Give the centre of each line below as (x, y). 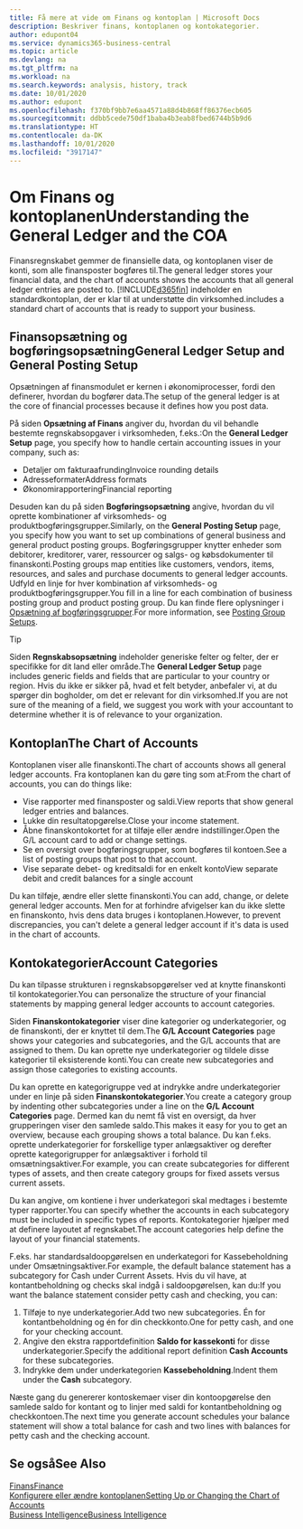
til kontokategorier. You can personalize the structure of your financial (138, 994)
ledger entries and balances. (75, 811)
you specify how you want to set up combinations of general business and (147, 535)
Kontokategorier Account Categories (114, 963)
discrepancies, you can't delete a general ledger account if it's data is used (149, 925)
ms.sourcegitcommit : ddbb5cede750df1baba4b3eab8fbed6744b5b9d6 (131, 118)
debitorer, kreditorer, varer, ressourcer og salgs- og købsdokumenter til (141, 555)
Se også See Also (58, 1464)
